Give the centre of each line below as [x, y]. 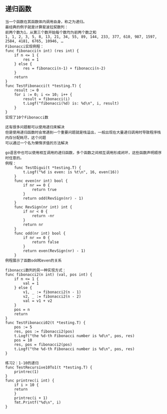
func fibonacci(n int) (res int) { [42, 51]
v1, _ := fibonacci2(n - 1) [52, 292]
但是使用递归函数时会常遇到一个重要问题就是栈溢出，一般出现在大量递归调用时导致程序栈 [83, 132]
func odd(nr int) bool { [40, 233]
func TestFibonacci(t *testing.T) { [43, 86]
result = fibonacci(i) [47, 99]
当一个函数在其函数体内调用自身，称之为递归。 [46, 21]
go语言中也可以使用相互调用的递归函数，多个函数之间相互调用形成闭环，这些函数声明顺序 [83, 152]
